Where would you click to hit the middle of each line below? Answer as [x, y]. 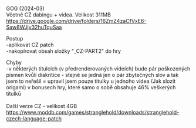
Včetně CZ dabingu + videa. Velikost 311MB [59, 15]
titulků [14, 94]
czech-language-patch [34, 119]
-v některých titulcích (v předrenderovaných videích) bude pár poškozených [98, 69]
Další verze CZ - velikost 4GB [42, 106]
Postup [15, 38]
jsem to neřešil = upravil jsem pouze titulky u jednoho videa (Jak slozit [91, 81]
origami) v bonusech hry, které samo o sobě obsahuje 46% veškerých [91, 87]
